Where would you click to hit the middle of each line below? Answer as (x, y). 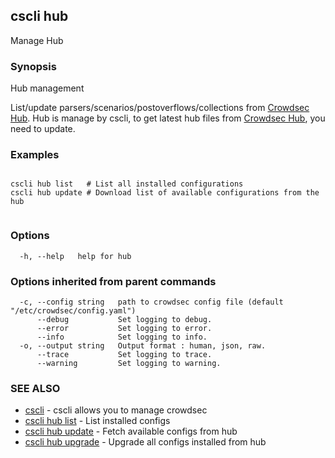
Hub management (47, 88)
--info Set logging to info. (122, 337)
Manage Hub (37, 40)
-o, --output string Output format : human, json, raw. (143, 346)
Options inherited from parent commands (113, 281)
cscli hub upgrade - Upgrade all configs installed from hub (145, 442)
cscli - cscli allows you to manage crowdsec (116, 410)
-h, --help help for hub (75, 256)
